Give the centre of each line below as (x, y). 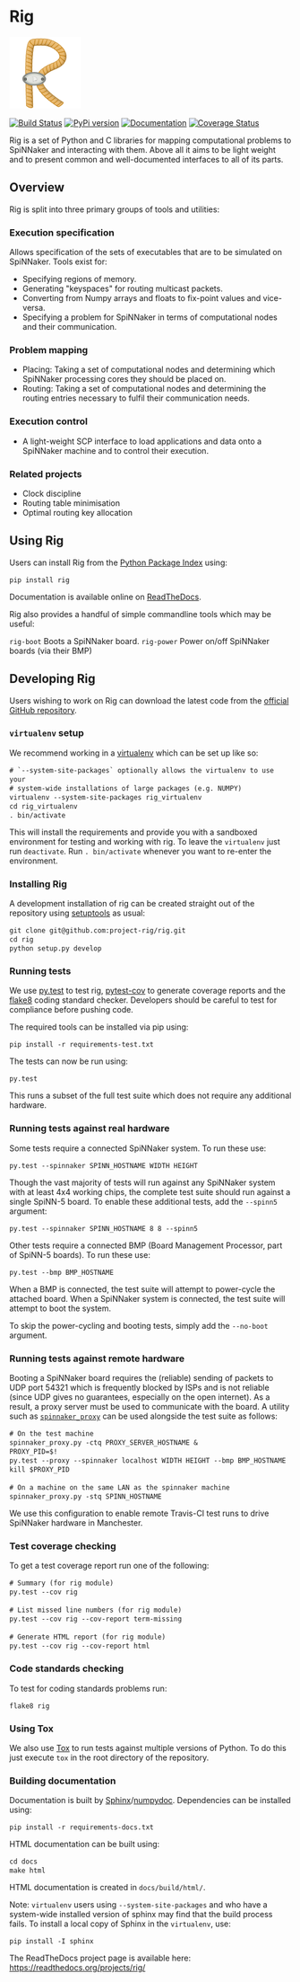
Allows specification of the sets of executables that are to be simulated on (146, 252)
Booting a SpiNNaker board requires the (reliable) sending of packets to (141, 1378)
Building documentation (63, 1781)
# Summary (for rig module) (62, 1583)
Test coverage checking (63, 1545)
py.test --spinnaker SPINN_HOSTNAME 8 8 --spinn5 (104, 1228)
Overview (37, 187)
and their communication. (69, 327)
